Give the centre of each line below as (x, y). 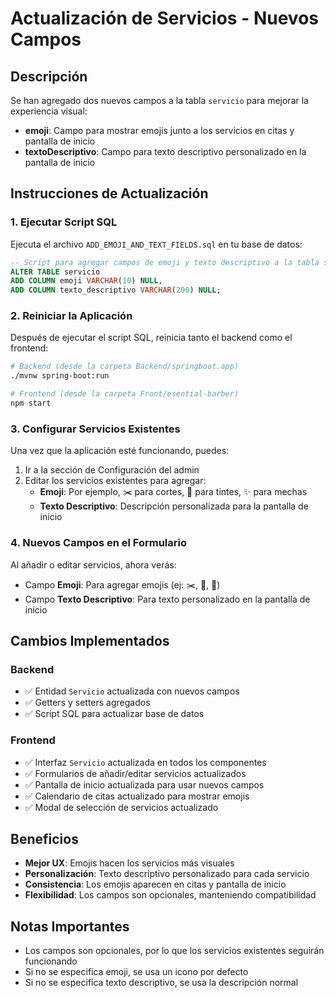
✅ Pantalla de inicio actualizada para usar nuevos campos (144, 784)
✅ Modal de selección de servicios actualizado (121, 807)
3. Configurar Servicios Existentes (95, 429)
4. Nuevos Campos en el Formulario (98, 543)
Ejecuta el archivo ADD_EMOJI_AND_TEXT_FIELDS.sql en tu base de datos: (156, 244)
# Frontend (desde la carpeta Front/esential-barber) (125, 394)
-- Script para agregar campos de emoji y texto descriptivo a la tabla (165, 262)
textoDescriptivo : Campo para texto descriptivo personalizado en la (165, 151)
